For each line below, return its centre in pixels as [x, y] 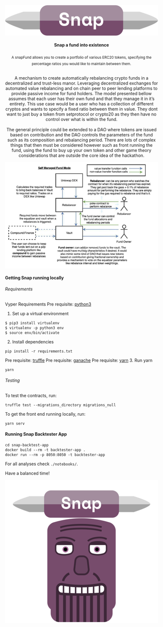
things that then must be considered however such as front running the [81, 145]
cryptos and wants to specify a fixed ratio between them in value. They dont [81, 109]
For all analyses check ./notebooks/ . [42, 464]
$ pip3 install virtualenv [32, 323]
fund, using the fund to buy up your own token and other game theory [81, 150]
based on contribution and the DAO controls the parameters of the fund [81, 135]
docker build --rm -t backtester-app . [45, 450]
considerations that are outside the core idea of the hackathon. [81, 155]
